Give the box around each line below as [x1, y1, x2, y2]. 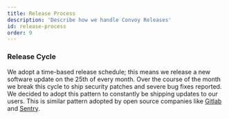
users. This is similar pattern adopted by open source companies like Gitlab [7, 97, 222, 105]
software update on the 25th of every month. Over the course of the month [7, 75, 221, 83]
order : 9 [7, 29, 33, 36]
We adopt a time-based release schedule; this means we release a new [7, 67, 211, 76]
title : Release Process [7, 10, 76, 17]
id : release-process [7, 23, 67, 30]
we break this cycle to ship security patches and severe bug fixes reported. [7, 82, 222, 90]
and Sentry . [7, 104, 40, 112]
